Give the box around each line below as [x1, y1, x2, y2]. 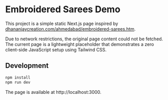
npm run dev [5, 80, 30, 85]
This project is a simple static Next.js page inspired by [5, 20, 118, 27]
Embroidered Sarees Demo [5, 4, 121, 15]
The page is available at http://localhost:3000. [5, 89, 102, 95]
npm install [5, 75, 30, 80]
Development [5, 61, 49, 70]
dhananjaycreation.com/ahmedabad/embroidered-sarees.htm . [5, 26, 136, 32]
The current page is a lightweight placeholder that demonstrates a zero [5, 41, 154, 47]
